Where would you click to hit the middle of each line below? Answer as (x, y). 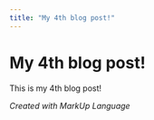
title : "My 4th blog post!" (63, 18)
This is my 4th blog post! (56, 88)
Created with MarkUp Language (70, 105)
